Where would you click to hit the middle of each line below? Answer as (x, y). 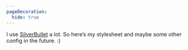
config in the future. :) (33, 40)
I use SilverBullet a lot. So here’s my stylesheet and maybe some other (94, 34)
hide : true (25, 17)
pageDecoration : (27, 12)
